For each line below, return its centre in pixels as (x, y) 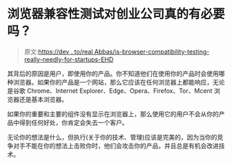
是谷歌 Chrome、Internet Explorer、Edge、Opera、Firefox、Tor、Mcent (110, 91)
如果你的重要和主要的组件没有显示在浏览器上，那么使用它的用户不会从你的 (113, 113)
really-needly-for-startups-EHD (69, 59)
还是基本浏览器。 (43, 99)
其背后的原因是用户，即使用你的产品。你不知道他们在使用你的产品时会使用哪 (116, 74)
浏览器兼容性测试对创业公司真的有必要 (116, 14)
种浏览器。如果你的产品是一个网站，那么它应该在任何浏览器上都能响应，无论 (116, 82)
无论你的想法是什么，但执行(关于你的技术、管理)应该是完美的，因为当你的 (112, 137)
